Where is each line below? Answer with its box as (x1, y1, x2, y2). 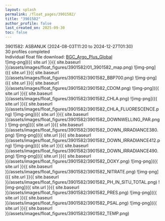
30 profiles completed (5, 49, 50, 55)
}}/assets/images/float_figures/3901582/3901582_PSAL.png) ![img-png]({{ (5, 200, 157, 206)
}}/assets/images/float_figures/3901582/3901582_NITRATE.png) (5, 169, 136, 174)
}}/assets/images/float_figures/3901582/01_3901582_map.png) (5, 64, 133, 70)
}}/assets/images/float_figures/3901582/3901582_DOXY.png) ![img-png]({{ (5, 158, 158, 164)
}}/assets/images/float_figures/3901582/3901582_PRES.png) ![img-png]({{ (5, 190, 157, 195)
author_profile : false (5, 21, 52, 26)
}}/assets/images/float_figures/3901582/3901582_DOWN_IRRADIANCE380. (5, 127, 159, 133)
